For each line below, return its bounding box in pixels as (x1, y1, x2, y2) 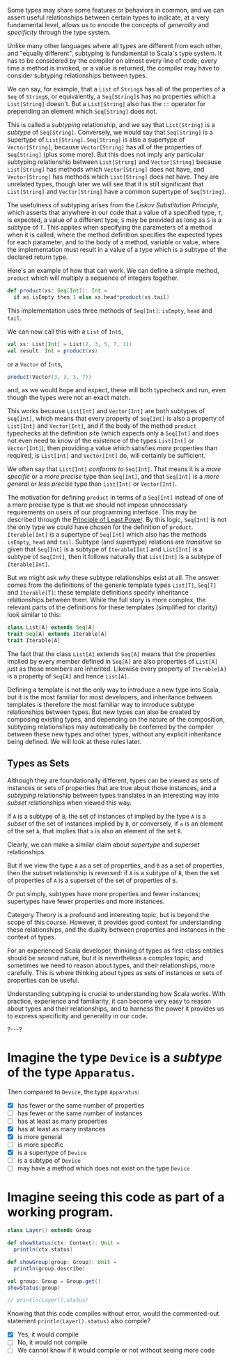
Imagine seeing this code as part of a (7, 1189, 225, 1205)
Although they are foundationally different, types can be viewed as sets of (7, 776, 219, 784)
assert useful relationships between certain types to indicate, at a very (7, 13, 210, 22)
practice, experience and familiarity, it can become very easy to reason (7, 997, 212, 1005)
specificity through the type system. (7, 28, 111, 36)
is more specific (17, 1140, 64, 1149)
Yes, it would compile (17, 1330, 79, 1339)
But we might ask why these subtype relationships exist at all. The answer (7, 574, 219, 582)
